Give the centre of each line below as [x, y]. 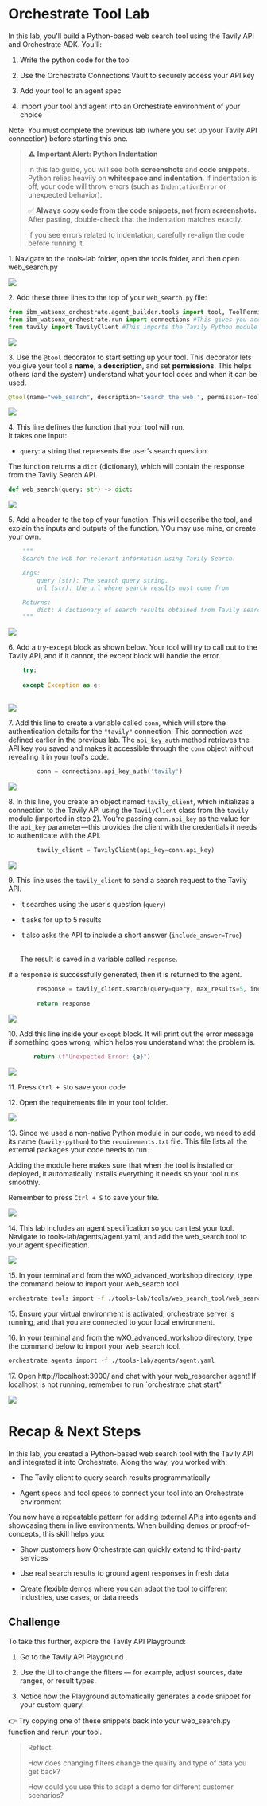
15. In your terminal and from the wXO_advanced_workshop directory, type [130, 1275]
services [34, 1557]
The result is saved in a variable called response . [99, 959]
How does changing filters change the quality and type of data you [137, 1763]
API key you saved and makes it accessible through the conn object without [131, 748]
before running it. [56, 243]
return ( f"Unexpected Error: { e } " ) [92, 1057]
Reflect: [41, 1747]
